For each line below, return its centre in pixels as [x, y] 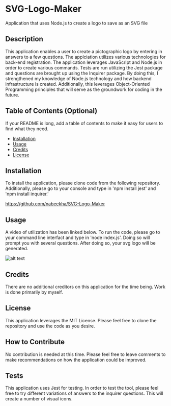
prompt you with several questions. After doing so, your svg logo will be [81, 243]
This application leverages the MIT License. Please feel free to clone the [81, 320]
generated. [17, 249]
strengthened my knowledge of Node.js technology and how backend [78, 78]
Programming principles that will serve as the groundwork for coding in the [84, 89]
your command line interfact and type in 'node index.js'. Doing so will [78, 237]
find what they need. [27, 129]
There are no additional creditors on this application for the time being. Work [85, 287]
